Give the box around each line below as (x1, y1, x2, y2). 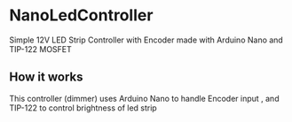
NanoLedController (9, 5, 154, 26)
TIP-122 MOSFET (9, 43, 73, 54)
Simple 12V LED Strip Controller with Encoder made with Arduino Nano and (9, 34, 284, 45)
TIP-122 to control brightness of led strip (9, 103, 157, 113)
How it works (9, 70, 83, 85)
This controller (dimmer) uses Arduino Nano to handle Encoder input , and (9, 93, 280, 103)
